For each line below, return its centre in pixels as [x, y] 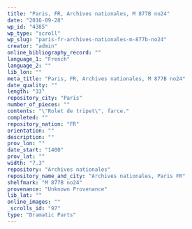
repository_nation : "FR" [43, 124]
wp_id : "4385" [28, 27]
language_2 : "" [29, 66]
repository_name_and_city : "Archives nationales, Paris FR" [97, 176]
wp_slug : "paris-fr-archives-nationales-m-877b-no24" [87, 40]
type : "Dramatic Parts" [42, 215]
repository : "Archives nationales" [59, 169]
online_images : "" [34, 202]
